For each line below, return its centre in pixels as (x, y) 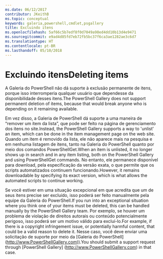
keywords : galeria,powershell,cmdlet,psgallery (54, 23)
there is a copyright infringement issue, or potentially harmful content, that (80, 227)
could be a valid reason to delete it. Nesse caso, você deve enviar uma (76, 232)
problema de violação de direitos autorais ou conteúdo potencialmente (76, 216)
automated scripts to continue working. (44, 181)
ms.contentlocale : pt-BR (30, 46)
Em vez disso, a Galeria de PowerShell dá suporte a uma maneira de (74, 118)
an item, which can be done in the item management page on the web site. (80, 134)
